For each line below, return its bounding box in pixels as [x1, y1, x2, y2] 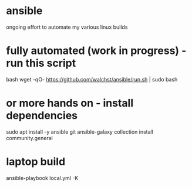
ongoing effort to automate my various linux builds [6, 23, 128, 30]
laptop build [6, 155, 66, 168]
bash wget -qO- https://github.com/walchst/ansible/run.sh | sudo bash [6, 76, 178, 83]
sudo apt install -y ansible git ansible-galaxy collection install [6, 128, 154, 135]
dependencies [6, 109, 78, 123]
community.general [6, 134, 53, 141]
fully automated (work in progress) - [6, 44, 187, 57]
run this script [6, 57, 76, 70]
